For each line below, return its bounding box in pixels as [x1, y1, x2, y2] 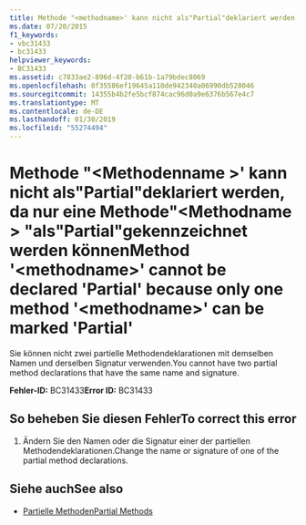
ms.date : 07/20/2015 [9, 22, 88, 31]
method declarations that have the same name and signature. [9, 366, 240, 378]
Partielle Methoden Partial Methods [22, 505, 153, 516]
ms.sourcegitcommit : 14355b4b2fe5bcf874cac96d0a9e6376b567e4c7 [9, 89, 255, 98]
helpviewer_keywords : [9, 56, 92, 65]
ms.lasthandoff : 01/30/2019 [9, 115, 117, 124]
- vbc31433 [9, 38, 51, 48]
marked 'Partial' [9, 318, 134, 338]
